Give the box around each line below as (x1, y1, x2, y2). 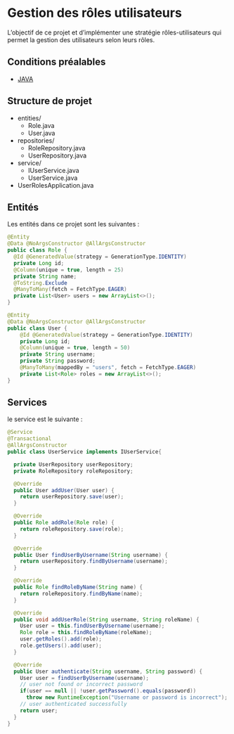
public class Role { (7, 247, 68, 254)
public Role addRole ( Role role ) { (13, 519, 115, 527)
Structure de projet (7, 95, 93, 107)
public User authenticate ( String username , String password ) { (13, 668, 202, 675)
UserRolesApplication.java (17, 181, 94, 189)
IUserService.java (27, 166, 79, 174)
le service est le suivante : (7, 415, 83, 423)
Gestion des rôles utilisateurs (7, 5, 183, 21)
